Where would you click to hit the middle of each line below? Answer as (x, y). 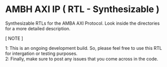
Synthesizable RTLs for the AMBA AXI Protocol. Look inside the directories (82, 23)
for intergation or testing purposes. (41, 53)
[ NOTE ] (14, 38)
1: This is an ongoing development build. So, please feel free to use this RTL (84, 48)
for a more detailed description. (38, 28)
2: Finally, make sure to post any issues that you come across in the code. (82, 58)
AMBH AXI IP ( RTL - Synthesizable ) (82, 9)
